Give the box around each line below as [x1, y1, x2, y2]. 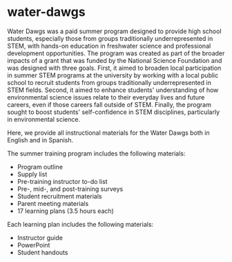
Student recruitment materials [17, 191, 102, 200]
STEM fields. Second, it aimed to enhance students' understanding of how [7, 86, 219, 94]
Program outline [17, 162, 64, 171]
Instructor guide [17, 233, 64, 242]
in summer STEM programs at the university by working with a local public [7, 71, 219, 79]
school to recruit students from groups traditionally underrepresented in [7, 78, 212, 86]
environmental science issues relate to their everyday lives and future [7, 93, 205, 101]
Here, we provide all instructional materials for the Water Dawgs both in [7, 129, 210, 137]
